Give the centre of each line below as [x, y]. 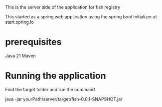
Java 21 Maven [20, 55]
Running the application [56, 76]
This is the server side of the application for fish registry [63, 7]
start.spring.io [19, 22]
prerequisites [33, 42]
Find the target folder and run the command [50, 89]
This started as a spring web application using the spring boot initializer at [81, 17]
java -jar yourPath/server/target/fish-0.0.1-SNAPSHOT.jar [64, 99]
